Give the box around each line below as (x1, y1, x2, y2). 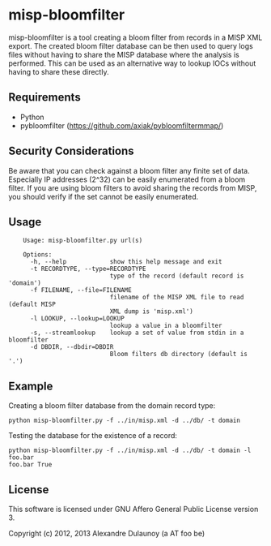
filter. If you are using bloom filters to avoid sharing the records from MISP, (8, 183, 257, 192)
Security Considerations (8, 144, 135, 158)
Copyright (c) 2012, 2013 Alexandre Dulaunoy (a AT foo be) (8, 529, 205, 538)
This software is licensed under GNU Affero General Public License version (8, 505, 259, 514)
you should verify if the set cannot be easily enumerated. (8, 191, 199, 201)
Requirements (8, 91, 81, 105)
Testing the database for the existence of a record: (8, 431, 178, 441)
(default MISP (8, 300, 57, 309)
